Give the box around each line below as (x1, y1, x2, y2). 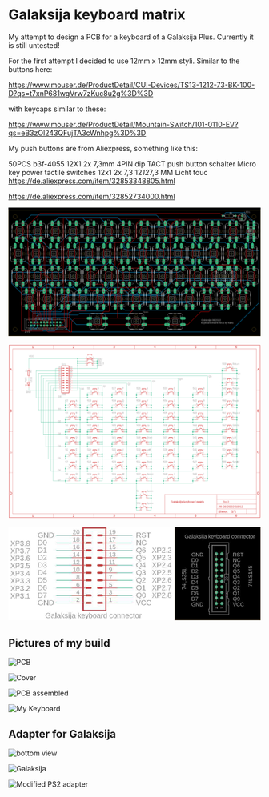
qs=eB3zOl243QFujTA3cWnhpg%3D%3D (8, 128, 147, 138)
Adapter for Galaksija (8, 727, 117, 741)
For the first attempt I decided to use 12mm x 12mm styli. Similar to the (8, 56, 240, 66)
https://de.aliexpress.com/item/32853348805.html (8, 176, 176, 186)
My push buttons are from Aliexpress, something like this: (8, 143, 199, 153)
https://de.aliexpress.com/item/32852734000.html (8, 191, 175, 201)
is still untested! (8, 40, 60, 50)
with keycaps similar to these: (8, 104, 106, 114)
